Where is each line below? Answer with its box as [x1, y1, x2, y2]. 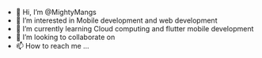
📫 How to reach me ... [15, 42, 89, 50]
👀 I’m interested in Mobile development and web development [15, 16, 218, 25]
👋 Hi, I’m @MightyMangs [15, 8, 97, 16]
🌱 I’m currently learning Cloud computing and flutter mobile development [15, 24, 254, 33]
